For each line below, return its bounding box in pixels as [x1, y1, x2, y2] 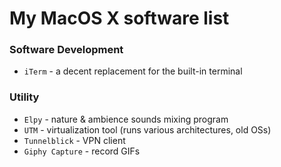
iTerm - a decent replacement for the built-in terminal [23, 65, 243, 77]
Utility [9, 90, 40, 104]
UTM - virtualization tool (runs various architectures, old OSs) [23, 123, 272, 136]
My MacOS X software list [9, 7, 230, 30]
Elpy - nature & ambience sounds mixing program [23, 113, 229, 125]
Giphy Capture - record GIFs [23, 145, 141, 157]
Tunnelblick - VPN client [23, 134, 126, 146]
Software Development [9, 43, 124, 57]
